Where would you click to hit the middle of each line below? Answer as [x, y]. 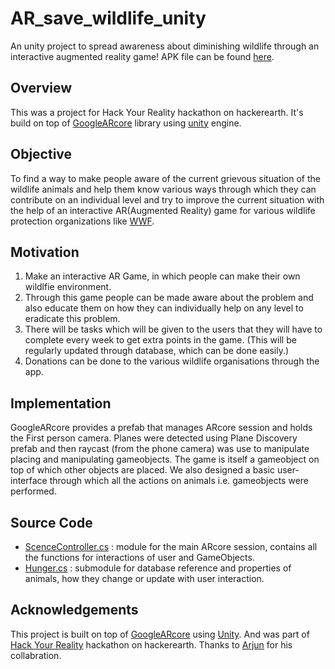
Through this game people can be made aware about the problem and [169, 298]
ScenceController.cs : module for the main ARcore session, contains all [171, 546]
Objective [41, 154]
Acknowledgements [74, 610]
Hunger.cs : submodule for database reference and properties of [158, 568]
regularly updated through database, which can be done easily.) [157, 351]
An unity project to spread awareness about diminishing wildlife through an [165, 46]
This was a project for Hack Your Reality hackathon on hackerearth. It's [157, 112]
